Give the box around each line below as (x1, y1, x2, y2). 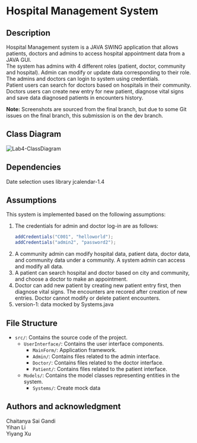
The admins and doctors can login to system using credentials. (6, 76, 160, 82)
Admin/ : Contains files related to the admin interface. (32, 353, 160, 360)
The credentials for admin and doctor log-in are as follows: (14, 222, 158, 230)
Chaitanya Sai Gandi (6, 417, 56, 425)
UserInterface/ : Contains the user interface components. (23, 340, 164, 347)
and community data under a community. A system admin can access (14, 257, 186, 264)
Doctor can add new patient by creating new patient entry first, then (14, 282, 182, 289)
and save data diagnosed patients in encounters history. (6, 94, 144, 101)
